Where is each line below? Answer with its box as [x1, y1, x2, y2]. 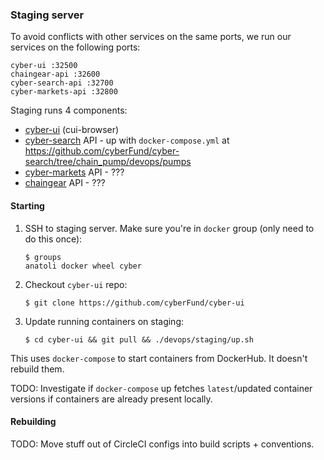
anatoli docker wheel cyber [24, 261, 142, 271]
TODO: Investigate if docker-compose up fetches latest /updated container [10, 382, 313, 394]
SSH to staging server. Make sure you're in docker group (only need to [24, 222, 315, 234]
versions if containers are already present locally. [10, 393, 213, 405]
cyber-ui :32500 [10, 61, 78, 71]
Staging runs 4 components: [10, 104, 128, 117]
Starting [10, 199, 45, 212]
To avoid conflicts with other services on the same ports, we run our [10, 31, 292, 43]
